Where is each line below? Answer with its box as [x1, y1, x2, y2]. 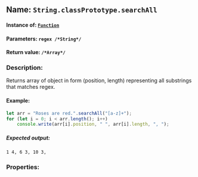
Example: [6, 97, 30, 104]
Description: [6, 64, 43, 72]
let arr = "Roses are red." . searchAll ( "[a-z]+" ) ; [6, 110, 132, 116]
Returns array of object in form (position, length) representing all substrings [6, 77, 192, 84]
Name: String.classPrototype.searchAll [6, 5, 157, 15]
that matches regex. [6, 83, 55, 91]
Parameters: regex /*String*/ [6, 35, 82, 42]
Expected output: [6, 134, 51, 141]
